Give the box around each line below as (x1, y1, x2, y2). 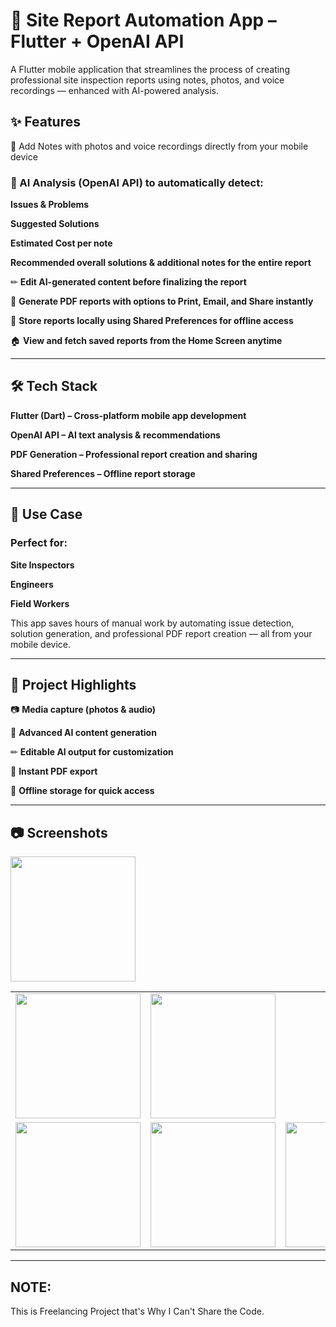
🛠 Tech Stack (10, 378, 98, 395)
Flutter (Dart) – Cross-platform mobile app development (10, 409, 247, 421)
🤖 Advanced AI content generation (10, 727, 157, 739)
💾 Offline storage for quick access (10, 785, 155, 797)
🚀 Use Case (10, 506, 83, 523)
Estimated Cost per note (10, 237, 113, 249)
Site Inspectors (10, 559, 75, 571)
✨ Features (10, 114, 81, 131)
